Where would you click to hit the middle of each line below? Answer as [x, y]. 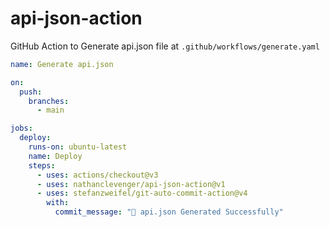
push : [31, 92]
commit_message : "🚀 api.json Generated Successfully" [169, 212]
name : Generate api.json [62, 64]
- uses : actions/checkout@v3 [97, 175]
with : [58, 203]
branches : [49, 101]
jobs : [21, 128]
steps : [42, 165]
